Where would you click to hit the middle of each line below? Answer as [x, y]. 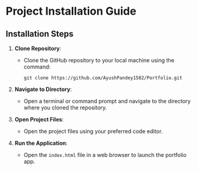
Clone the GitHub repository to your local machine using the [99, 60]
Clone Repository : [38, 48]
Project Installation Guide [71, 11]
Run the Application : [41, 143]
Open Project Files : [39, 119]
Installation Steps [40, 34]
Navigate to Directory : [43, 89]
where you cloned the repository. [65, 107]
